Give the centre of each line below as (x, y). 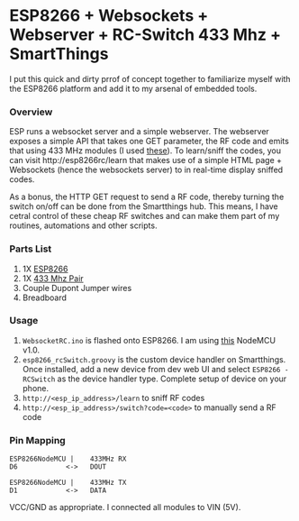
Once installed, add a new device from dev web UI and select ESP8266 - (155, 369)
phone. (36, 388)
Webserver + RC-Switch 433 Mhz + (145, 35)
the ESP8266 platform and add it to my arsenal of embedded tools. (133, 88)
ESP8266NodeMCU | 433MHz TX (68, 483)
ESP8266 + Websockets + (109, 16)
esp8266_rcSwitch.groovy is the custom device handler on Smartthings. (154, 359)
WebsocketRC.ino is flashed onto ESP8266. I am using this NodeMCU (149, 340)
